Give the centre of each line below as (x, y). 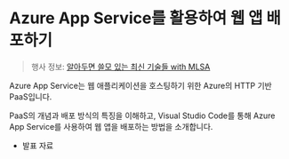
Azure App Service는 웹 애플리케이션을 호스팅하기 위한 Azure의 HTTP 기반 (141, 85)
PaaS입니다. (31, 96)
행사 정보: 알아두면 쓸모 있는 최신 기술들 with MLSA (120, 67)
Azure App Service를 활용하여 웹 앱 (136, 18)
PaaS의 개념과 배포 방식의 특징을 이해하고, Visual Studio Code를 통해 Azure (142, 115)
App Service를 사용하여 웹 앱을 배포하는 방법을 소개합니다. (111, 126)
